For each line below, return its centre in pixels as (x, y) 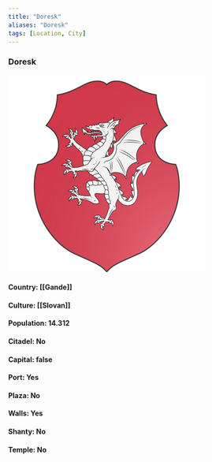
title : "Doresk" (35, 17)
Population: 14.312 (39, 323)
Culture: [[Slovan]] (39, 305)
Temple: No (28, 449)
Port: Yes (24, 378)
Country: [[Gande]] (40, 287)
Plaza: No (24, 395)
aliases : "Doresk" (38, 25)
